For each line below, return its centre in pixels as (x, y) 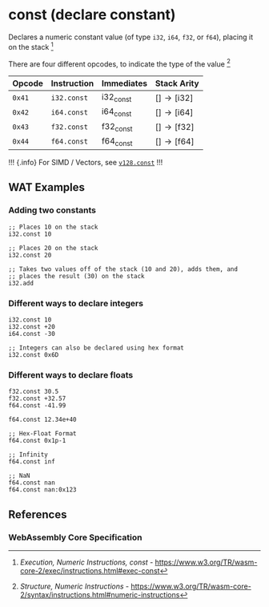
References (38, 514)
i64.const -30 (32, 334)
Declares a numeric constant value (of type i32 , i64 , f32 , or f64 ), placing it (131, 37)
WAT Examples (47, 187)
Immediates (124, 83)
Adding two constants (52, 210)
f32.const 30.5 (34, 392)
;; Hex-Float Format (43, 434)
